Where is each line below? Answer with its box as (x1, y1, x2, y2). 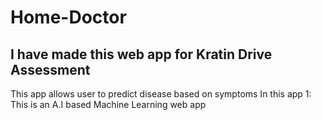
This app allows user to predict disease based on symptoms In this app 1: (10, 88, 312, 100)
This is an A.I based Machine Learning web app (10, 99, 207, 110)
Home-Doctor (10, 6, 127, 29)
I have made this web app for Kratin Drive (10, 46, 273, 63)
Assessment (10, 61, 91, 78)
